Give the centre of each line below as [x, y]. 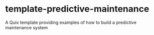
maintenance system [27, 27]
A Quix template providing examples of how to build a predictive [71, 22]
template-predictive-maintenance [77, 9]
